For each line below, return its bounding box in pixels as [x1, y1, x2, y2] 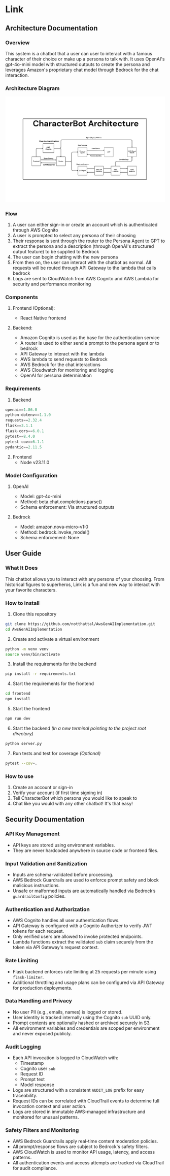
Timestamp [20, 1060, 44, 1066]
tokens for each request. [12, 928, 64, 934]
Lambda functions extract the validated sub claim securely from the [12, 939, 153, 945]
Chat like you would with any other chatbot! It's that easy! [12, 800, 133, 806]
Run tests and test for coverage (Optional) [12, 750, 101, 756]
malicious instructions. [12, 882, 60, 888]
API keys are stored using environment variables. [12, 842, 115, 848]
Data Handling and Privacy [5, 997, 73, 1004]
